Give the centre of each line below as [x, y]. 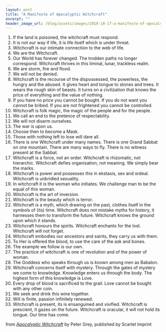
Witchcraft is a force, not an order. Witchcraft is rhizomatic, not [77, 158]
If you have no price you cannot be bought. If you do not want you [80, 100]
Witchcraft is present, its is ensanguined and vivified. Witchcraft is [80, 304]
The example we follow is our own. [48, 247]
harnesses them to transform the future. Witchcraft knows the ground [83, 215]
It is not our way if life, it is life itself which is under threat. [71, 43]
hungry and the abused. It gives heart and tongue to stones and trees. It [86, 85]
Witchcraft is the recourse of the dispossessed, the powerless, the [80, 79]
